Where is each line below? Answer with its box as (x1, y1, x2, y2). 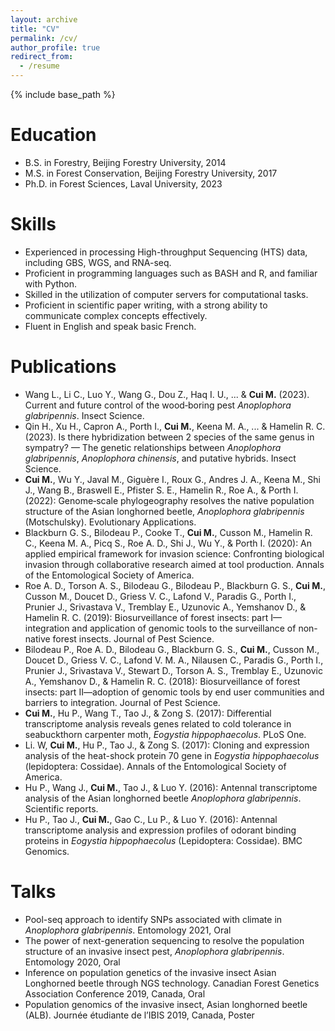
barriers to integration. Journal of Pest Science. (24, 696, 221, 708)
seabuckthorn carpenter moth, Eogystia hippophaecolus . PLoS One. (24, 728, 307, 740)
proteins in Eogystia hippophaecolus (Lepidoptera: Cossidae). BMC (24, 834, 303, 846)
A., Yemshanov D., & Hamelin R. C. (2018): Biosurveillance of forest (24, 675, 301, 687)
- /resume (19, 61, 60, 71)
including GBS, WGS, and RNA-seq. (24, 256, 172, 268)
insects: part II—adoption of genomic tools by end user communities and (24, 686, 325, 698)
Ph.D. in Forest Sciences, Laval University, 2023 (24, 177, 223, 190)
